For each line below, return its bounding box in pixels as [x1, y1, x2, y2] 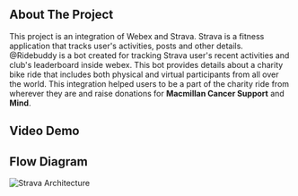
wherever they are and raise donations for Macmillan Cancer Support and [9, 88, 285, 98]
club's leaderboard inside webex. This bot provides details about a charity [9, 59, 284, 70]
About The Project [9, 7, 114, 22]
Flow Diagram [9, 154, 88, 169]
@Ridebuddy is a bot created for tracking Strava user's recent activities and [9, 49, 290, 61]
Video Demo [9, 124, 80, 139]
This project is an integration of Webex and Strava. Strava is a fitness [9, 30, 265, 41]
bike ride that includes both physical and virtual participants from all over [9, 69, 279, 80]
